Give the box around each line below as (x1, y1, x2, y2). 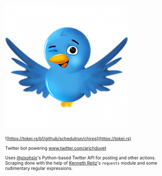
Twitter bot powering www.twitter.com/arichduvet (5, 145, 107, 151)
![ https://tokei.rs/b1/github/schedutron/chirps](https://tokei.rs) (5, 135, 132, 141)
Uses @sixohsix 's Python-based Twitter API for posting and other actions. (5, 155, 156, 161)
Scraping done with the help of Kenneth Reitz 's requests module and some (5, 160, 158, 166)
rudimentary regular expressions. (5, 165, 73, 171)
